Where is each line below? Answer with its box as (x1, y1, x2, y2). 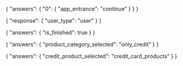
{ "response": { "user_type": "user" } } (6, 17, 102, 24)
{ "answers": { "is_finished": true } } (6, 29, 95, 36)
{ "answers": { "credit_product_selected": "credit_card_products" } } (6, 53, 177, 60)
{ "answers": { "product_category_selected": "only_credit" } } (6, 41, 159, 48)
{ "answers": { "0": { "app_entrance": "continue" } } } (6, 5, 139, 12)
